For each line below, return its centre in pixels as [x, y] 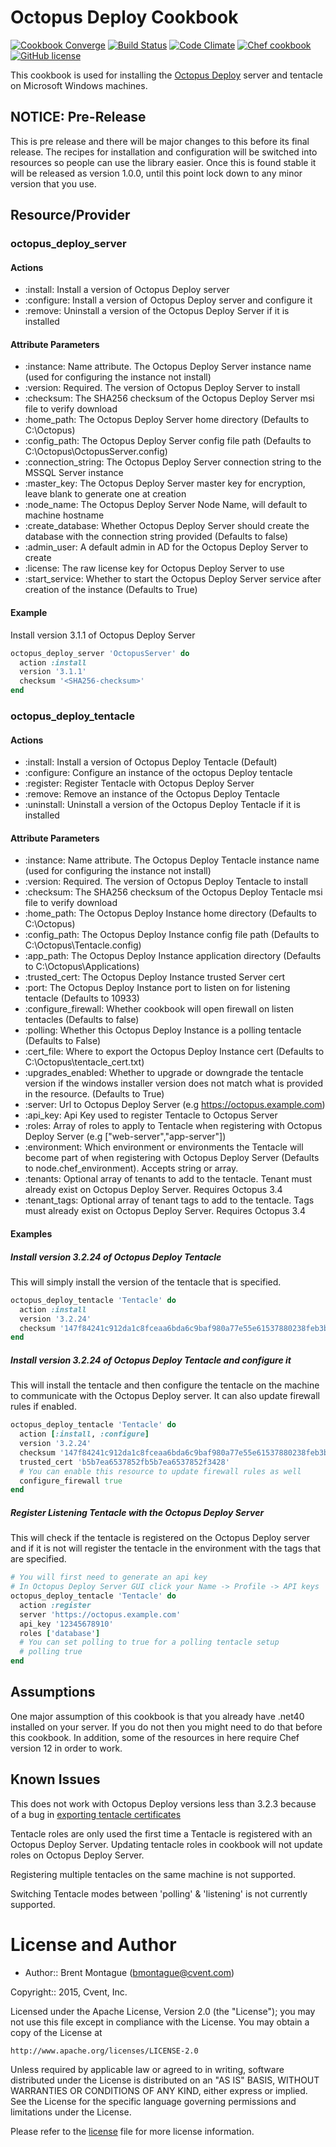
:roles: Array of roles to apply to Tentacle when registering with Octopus [173, 1126]
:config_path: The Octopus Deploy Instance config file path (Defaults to [172, 935]
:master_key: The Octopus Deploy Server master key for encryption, [165, 483]
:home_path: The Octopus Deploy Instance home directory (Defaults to [170, 913]
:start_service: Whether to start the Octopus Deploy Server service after [173, 579]
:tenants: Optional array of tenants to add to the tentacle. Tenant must [168, 1179]
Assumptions [53, 1692]
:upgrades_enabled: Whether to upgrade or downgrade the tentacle [164, 1073]
